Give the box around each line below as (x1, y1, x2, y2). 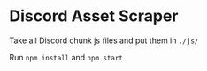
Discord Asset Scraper (9, 6, 179, 26)
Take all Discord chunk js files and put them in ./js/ (9, 35, 199, 46)
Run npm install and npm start (9, 52, 124, 62)
